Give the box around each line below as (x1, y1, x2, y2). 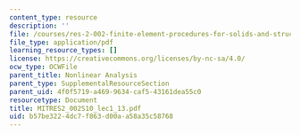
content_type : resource (9, 12, 98, 22)
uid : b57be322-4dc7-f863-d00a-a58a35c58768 (9, 112, 174, 121)
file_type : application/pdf (9, 37, 114, 47)
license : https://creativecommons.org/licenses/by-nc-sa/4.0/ (9, 54, 246, 63)
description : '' (9, 21, 70, 30)
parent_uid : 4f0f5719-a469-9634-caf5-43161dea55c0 (9, 87, 202, 96)
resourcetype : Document (9, 95, 98, 105)
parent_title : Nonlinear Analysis (9, 71, 138, 80)
